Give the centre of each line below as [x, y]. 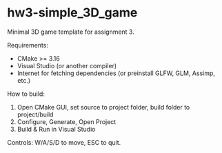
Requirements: [28, 45]
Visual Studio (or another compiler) [67, 65]
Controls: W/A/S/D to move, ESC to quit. [64, 142]
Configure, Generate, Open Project [67, 121]
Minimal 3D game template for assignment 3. [71, 32]
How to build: [26, 94]
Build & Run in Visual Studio [56, 129]
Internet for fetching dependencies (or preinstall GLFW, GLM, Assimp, [116, 73]
